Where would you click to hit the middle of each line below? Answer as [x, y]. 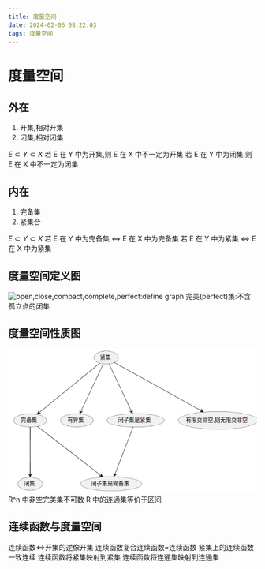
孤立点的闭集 [29, 306]
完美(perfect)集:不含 [218, 296]
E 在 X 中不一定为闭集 [43, 164]
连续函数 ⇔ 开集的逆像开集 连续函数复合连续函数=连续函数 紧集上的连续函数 [131, 547]
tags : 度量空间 [31, 33]
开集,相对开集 [41, 128]
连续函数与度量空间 [55, 527]
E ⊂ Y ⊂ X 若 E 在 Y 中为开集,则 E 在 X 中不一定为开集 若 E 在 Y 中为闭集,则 [130, 155]
